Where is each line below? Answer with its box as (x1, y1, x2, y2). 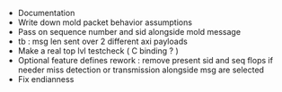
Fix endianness (17, 74, 75, 84)
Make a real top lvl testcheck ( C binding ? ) (17, 46, 180, 56)
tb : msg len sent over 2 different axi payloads (17, 36, 189, 46)
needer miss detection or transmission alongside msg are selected (17, 64, 265, 75)
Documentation (17, 8, 75, 18)
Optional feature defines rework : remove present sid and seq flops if (17, 55, 274, 65)
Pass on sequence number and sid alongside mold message (17, 27, 241, 37)
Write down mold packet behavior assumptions (17, 17, 193, 28)
